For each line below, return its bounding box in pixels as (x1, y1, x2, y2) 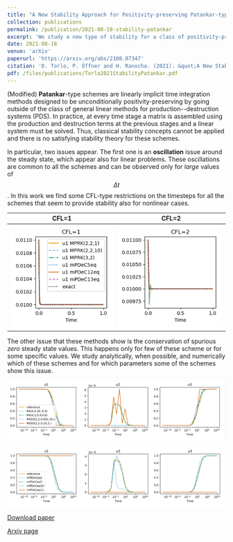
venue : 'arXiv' (7, 48, 51, 55)
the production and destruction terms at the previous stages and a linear (7, 119, 214, 128)
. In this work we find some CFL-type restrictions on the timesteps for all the (7, 191, 225, 199)
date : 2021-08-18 (7, 40, 58, 48)
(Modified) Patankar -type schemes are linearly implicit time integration (7, 90, 210, 98)
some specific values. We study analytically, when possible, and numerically (7, 352, 225, 360)
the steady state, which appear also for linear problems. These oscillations (7, 155, 220, 163)
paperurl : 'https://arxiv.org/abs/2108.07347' (7, 56, 144, 63)
